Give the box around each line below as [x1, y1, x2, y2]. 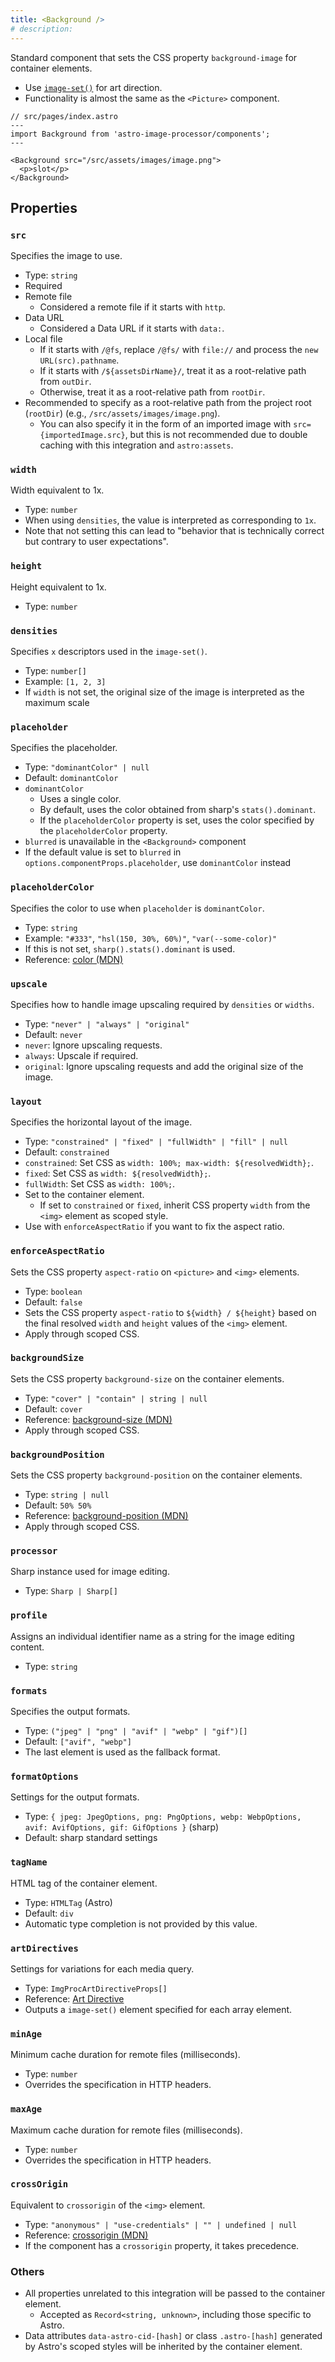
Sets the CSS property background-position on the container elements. [10, 1469, 303, 1481]
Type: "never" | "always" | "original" [24, 1017, 190, 1030]
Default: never [24, 1028, 83, 1040]
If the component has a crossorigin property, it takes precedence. [24, 2239, 300, 2251]
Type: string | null [24, 1489, 110, 1501]
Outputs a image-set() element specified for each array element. [24, 2003, 293, 2015]
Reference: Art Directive [24, 1992, 125, 2005]
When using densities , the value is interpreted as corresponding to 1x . [24, 514, 317, 526]
